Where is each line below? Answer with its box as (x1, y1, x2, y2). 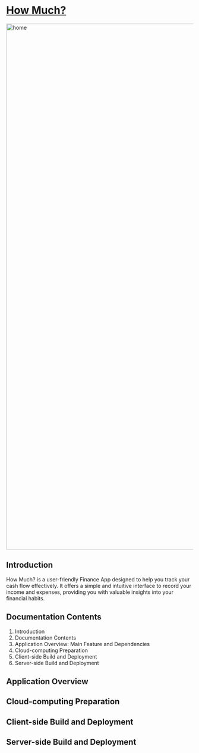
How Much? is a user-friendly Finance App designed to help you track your (6, 575, 190, 583)
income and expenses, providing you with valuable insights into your (6, 589, 174, 596)
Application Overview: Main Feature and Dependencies (14, 640, 150, 647)
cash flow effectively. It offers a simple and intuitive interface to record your (6, 582, 192, 589)
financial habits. (6, 594, 45, 602)
